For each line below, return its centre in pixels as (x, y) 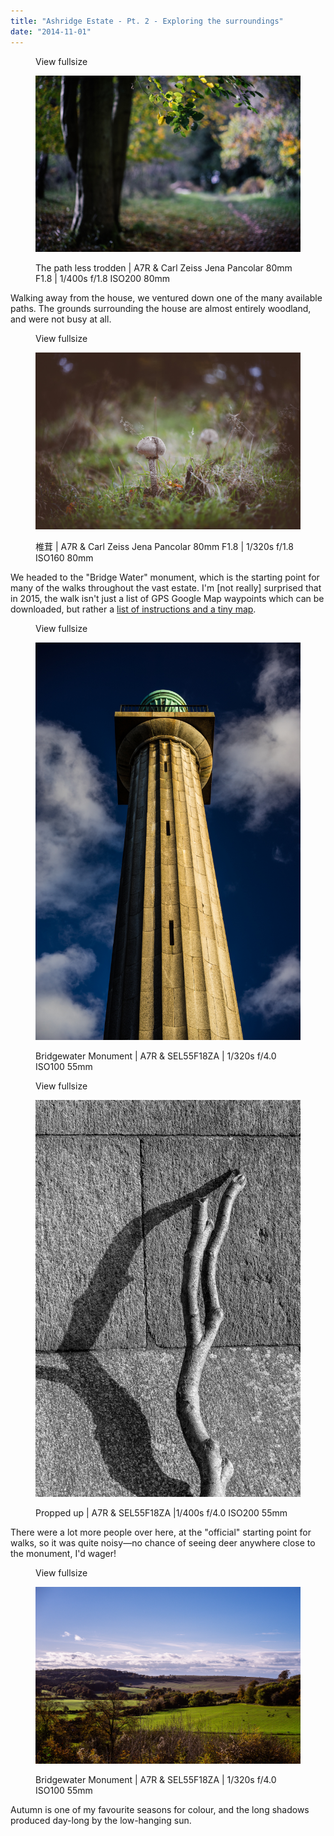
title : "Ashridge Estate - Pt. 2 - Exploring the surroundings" (147, 21)
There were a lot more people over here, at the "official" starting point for (161, 1532)
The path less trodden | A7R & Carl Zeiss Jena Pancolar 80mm (164, 268)
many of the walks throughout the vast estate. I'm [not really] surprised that (166, 588)
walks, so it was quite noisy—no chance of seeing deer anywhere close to (163, 1543)
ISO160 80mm (64, 558)
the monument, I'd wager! (63, 1554)
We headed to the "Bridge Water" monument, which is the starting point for (165, 577)
